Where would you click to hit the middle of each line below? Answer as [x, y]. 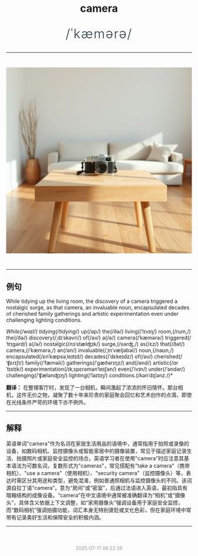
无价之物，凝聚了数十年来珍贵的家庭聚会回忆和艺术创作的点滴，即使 [109, 395]
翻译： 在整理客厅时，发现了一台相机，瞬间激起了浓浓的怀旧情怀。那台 [92, 387]
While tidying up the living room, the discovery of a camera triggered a [92, 301]
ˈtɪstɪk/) [15, 369]
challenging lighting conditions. [44, 320]
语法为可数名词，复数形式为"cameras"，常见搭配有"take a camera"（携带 [100, 466]
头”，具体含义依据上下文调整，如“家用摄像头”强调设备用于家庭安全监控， [95, 502]
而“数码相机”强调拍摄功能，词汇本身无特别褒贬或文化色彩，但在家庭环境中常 [99, 510]
